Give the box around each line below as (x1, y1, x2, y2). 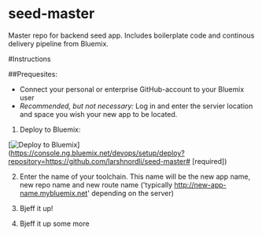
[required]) (192, 156, 227, 165)
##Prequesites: (8, 69, 57, 78)
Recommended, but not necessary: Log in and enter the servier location (19, 101, 253, 111)
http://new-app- (174, 180, 227, 189)
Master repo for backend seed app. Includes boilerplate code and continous (8, 31, 255, 40)
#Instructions (8, 54, 51, 64)
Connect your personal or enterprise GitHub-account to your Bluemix (19, 84, 245, 94)
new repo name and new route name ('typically (19, 180, 173, 189)
